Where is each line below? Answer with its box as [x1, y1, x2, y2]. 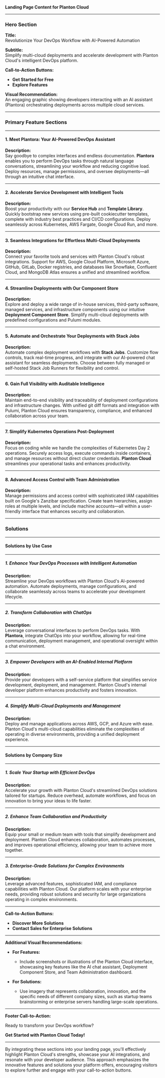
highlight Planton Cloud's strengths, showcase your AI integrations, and [5, 1051, 150, 1057]
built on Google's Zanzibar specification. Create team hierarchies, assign [5, 498, 153, 504]
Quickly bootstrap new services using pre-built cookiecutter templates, [5, 211, 149, 216]
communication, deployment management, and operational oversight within [5, 638, 158, 644]
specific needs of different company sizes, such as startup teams [19, 993, 152, 999]
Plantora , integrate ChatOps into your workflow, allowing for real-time [5, 632, 146, 638]
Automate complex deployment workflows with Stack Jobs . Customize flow [5, 349, 159, 355]
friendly [5, 508, 21, 514]
